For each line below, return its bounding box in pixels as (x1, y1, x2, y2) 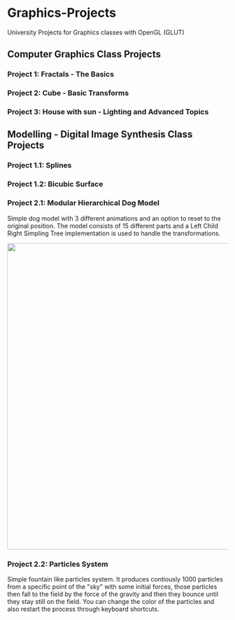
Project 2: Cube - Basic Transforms (7, 88, 129, 98)
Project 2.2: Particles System (7, 559, 108, 569)
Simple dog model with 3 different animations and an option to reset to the (7, 214, 222, 222)
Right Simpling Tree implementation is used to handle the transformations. (7, 229, 221, 237)
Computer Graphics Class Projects (7, 48, 162, 60)
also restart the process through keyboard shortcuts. (7, 605, 159, 613)
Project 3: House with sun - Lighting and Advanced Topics (7, 107, 209, 117)
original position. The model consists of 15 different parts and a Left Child (7, 221, 219, 230)
